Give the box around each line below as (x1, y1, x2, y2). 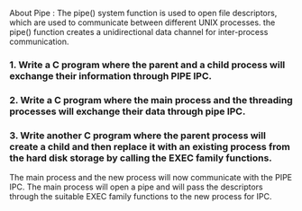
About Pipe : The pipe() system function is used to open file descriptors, (9, 8, 278, 18)
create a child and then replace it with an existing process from (9, 140, 290, 153)
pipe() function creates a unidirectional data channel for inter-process (9, 27, 269, 37)
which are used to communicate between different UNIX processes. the (9, 17, 276, 28)
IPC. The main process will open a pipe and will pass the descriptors (9, 181, 263, 192)
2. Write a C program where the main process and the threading (9, 93, 293, 106)
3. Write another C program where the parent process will (9, 129, 266, 142)
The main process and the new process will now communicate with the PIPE (9, 172, 293, 183)
